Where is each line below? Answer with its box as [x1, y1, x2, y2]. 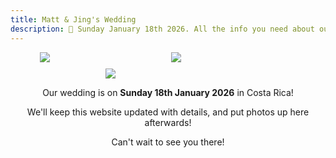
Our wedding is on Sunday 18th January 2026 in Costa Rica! [42, 86, 294, 98]
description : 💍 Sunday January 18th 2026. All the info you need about [10, 24, 315, 34]
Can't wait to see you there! [111, 136, 225, 148]
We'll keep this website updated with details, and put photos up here [26, 106, 310, 118]
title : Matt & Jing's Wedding [10, 14, 137, 25]
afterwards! [144, 116, 192, 128]
